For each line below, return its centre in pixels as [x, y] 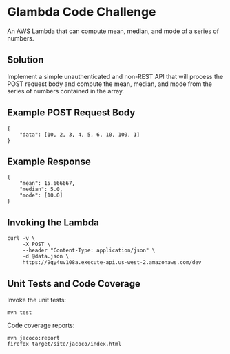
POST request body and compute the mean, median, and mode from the [109, 84]
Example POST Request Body [71, 113]
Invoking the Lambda [53, 222]
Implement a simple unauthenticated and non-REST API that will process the [115, 76]
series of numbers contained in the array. [66, 91]
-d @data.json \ [46, 256]
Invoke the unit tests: [37, 300]
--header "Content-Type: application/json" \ [89, 251]
